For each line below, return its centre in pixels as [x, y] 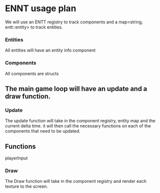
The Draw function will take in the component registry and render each [76, 181]
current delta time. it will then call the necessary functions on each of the [78, 126]
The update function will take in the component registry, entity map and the [80, 121]
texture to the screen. [26, 186]
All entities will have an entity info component [50, 50]
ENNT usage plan [41, 9]
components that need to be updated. [43, 131]
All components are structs [32, 73]
